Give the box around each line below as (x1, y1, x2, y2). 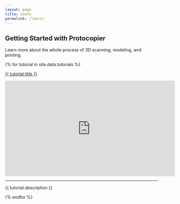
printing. (5, 52, 22, 58)
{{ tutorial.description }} (5, 185, 52, 191)
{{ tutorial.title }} (5, 71, 37, 77)
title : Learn (5, 12, 32, 17)
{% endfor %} (5, 194, 33, 200)
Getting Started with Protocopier (5, 34, 106, 42)
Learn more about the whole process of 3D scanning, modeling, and (5, 47, 142, 53)
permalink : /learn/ (5, 16, 45, 21)
